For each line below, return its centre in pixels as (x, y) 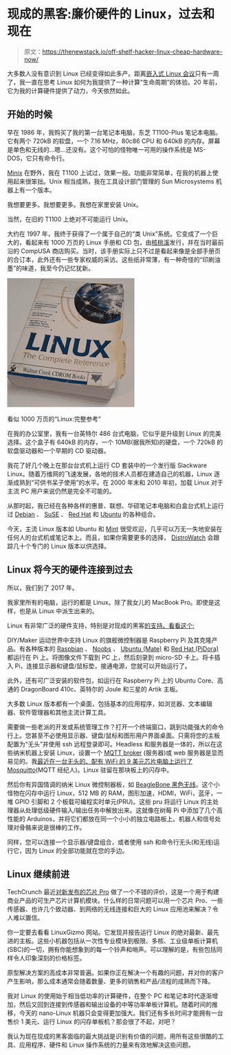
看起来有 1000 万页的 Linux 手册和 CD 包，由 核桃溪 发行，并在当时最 (121, 242)
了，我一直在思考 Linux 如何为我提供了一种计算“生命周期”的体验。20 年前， (114, 82)
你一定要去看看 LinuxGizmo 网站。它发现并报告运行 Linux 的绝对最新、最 (110, 933)
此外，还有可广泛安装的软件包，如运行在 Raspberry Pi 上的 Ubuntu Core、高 (115, 680)
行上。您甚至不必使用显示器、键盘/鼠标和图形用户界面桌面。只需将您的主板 (114, 735)
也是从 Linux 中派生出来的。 (58, 611)
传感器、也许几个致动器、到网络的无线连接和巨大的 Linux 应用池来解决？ (110, 909)
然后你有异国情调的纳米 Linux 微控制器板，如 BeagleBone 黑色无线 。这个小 (113, 784)
